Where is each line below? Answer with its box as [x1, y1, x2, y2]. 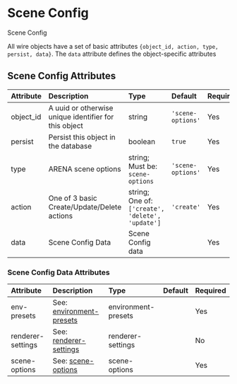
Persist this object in [48, 132, 116, 142]
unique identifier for [48, 112, 114, 122]
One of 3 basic [48, 193, 97, 203]
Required [195, 286, 226, 296]
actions [48, 211, 73, 221]
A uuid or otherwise [48, 103, 114, 112]
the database [48, 141, 92, 151]
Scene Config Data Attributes [7, 267, 111, 277]
